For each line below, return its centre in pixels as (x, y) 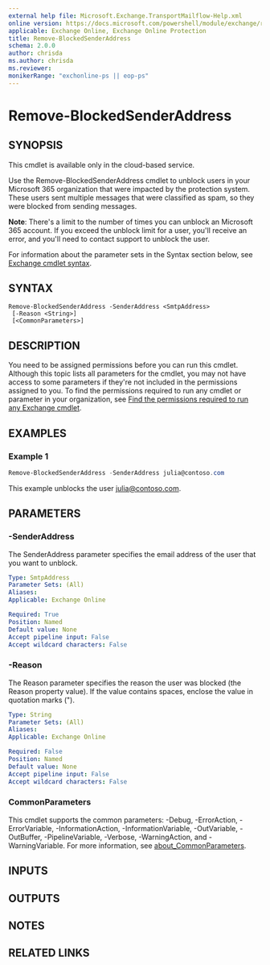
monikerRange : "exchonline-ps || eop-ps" (79, 76)
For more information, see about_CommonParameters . (157, 845)
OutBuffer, (25, 837)
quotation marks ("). (41, 700)
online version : (35, 23)
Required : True (34, 614)
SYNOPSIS (36, 146)
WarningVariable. (37, 845)
